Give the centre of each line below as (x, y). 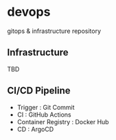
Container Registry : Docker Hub (63, 121)
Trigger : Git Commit (46, 107)
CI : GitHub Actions (44, 115)
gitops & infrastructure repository (54, 31)
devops (29, 12)
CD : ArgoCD (35, 129)
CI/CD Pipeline (39, 91)
